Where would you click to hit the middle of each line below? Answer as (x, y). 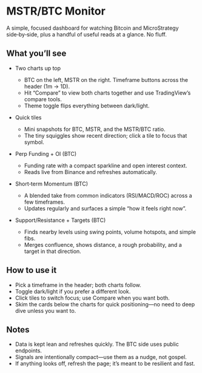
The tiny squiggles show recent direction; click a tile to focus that (106, 135)
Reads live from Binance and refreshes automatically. (91, 172)
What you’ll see (36, 54)
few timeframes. (45, 202)
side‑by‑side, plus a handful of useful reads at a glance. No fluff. (86, 34)
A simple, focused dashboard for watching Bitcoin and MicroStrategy (93, 28)
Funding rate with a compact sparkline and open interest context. (106, 166)
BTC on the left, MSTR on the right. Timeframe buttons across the (106, 79)
